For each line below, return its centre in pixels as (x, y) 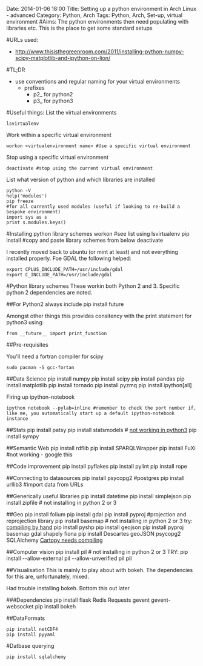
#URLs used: (22, 40)
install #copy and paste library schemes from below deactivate (85, 240)
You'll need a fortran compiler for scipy (55, 356)
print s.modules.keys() (36, 222)
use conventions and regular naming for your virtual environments (98, 82)
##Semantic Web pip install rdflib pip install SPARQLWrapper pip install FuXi (101, 448)
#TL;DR (16, 70)
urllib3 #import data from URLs (45, 485)
